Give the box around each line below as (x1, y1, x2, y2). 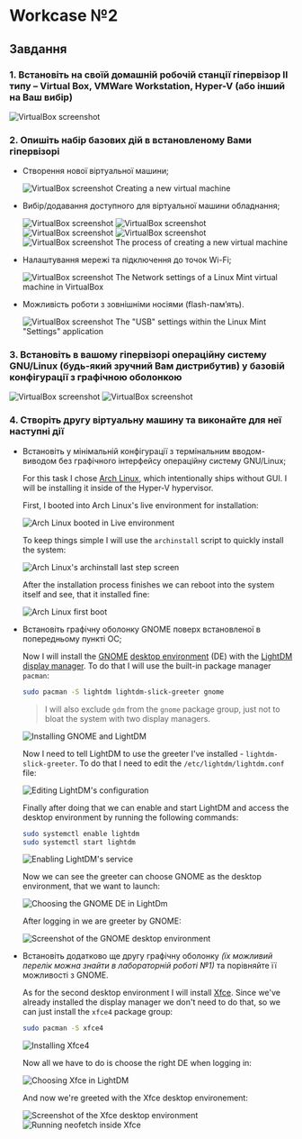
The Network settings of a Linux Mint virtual (115, 272, 279, 283)
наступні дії (9, 425, 65, 438)
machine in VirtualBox (22, 281, 104, 293)
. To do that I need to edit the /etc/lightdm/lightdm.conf (75, 758, 285, 769)
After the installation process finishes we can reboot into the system (22, 579, 275, 590)
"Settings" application (22, 326, 104, 337)
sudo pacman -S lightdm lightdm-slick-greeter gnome (22, 687, 225, 697)
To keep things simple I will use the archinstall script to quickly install (22, 534, 285, 545)
